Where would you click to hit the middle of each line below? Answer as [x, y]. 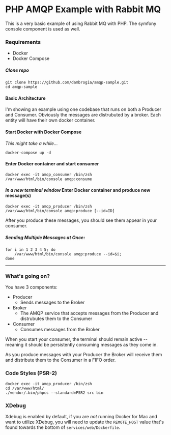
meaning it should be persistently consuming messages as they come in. [81, 345]
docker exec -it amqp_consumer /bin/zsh [49, 175]
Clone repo [17, 70]
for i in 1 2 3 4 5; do [31, 250]
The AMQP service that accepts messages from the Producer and [89, 313]
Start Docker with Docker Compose [44, 132]
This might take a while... [32, 143]
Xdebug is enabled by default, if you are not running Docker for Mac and [81, 416]
